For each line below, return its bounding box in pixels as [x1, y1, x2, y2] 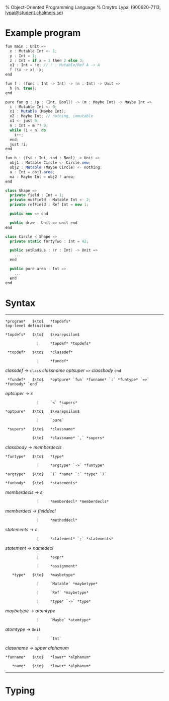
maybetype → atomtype [5, 607, 55, 614]
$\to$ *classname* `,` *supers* [32, 435, 105, 440]
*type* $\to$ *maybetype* [12, 572, 75, 578]
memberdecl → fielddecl [5, 507, 56, 514]
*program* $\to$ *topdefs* [5, 318, 71, 324]
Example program [5, 27, 81, 39]
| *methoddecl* [37, 518, 78, 523]
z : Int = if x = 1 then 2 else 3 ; [10, 58, 84, 63]
